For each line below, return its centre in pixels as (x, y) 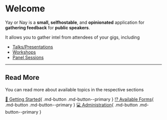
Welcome (25, 9)
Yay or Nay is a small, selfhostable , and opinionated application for (75, 22)
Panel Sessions (28, 57)
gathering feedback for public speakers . (48, 27)
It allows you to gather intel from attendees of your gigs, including (73, 37)
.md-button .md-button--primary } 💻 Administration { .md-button (72, 105)
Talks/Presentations (33, 47)
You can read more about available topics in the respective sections (75, 89)
